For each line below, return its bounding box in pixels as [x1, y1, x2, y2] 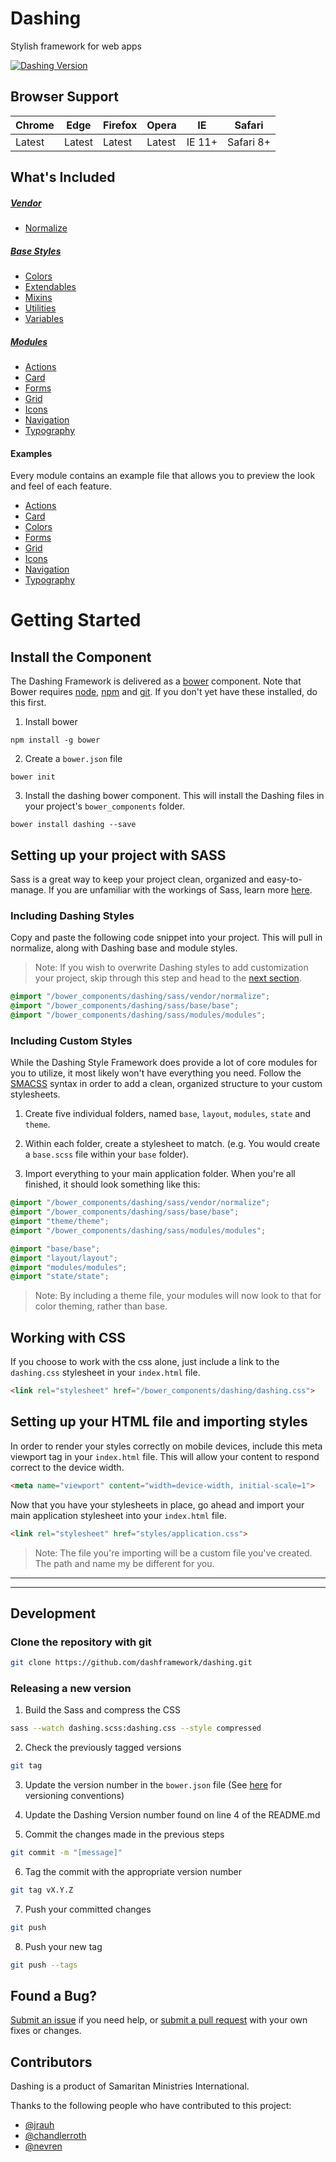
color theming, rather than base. [34, 1300, 168, 1312]
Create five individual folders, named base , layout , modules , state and [24, 1108, 312, 1120]
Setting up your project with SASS [10, 847, 227, 864]
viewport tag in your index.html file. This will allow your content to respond [10, 1450, 320, 1462]
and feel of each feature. [10, 480, 112, 492]
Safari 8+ [227, 135, 272, 149]
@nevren [24, 2140, 63, 2152]
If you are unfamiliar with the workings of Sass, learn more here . [48, 884, 313, 896]
